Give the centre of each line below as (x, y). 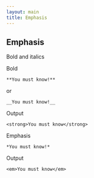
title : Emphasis (27, 18)
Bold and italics (25, 57)
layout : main (23, 12)
